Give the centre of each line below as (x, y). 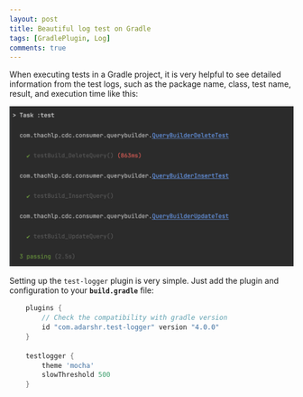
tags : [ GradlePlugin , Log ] (60, 38)
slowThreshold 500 (76, 375)
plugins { (44, 308)
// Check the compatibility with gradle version (135, 318)
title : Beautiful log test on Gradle (80, 28)
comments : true (38, 48)
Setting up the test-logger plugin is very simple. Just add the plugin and (144, 281)
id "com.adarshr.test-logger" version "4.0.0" (131, 327)
